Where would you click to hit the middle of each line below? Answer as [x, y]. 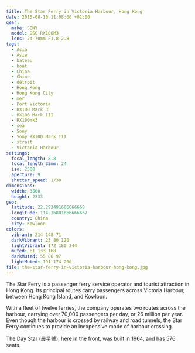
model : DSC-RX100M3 [35, 33]
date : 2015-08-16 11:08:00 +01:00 [48, 17]
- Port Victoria [31, 104]
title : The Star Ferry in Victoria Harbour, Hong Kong [74, 11]
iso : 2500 [23, 169]
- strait [22, 142]
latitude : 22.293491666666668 [48, 208]
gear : [13, 22]
